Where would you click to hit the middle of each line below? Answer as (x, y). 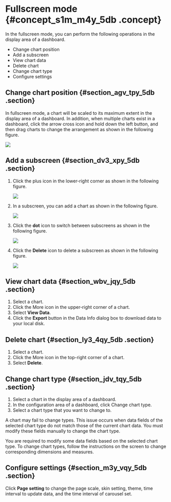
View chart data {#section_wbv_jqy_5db (70, 281)
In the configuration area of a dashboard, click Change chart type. (82, 405)
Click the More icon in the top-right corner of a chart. (69, 358)
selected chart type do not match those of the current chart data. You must (84, 425)
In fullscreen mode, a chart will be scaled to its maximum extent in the (79, 113)
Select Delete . (28, 363)
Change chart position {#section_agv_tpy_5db (80, 93)
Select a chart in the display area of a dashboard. (64, 399)
